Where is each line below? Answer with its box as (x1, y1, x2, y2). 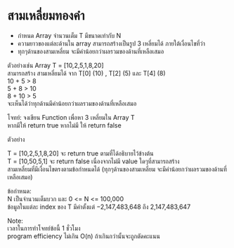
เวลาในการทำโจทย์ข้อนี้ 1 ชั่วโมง (7, 223, 81, 232)
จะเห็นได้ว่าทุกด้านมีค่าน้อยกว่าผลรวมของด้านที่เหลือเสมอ (7, 99, 137, 107)
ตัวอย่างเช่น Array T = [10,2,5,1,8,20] (7, 61, 104, 69)
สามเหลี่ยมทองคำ (7, 8, 85, 24)
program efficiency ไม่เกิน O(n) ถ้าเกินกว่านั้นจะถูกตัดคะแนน (7, 232, 160, 240)
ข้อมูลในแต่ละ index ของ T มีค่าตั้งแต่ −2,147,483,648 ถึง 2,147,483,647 (7, 202, 191, 211)
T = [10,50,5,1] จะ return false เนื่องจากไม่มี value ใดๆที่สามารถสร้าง (7, 157, 180, 165)
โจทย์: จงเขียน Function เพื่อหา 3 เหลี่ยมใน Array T (7, 113, 135, 121)
